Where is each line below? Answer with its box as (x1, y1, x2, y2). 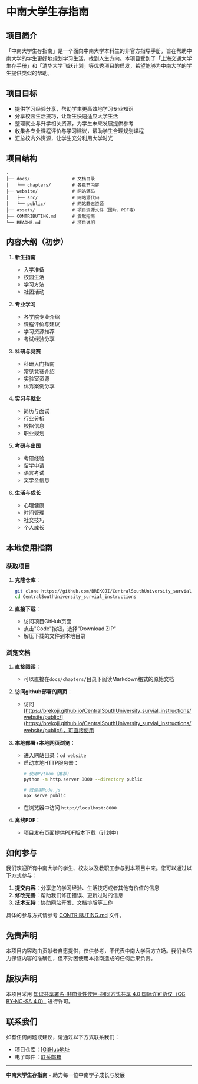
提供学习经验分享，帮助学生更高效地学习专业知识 (14, 105, 134, 112)
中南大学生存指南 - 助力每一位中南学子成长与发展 (6, 1071, 126, 1078)
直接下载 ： (14, 605, 41, 612)
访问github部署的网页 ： (14, 688, 72, 695)
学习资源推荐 (23, 328, 55, 335)
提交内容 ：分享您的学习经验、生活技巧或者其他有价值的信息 (14, 884, 160, 891)
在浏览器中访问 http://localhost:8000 (23, 804, 117, 811)
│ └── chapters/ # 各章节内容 (6, 182, 100, 188)
